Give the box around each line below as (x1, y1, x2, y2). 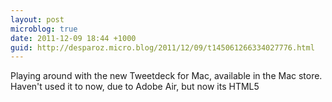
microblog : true (10, 24, 78, 34)
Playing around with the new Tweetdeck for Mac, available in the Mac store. (10, 70, 323, 82)
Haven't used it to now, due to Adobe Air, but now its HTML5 (10, 81, 260, 93)
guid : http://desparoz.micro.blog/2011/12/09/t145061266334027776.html (10, 42, 315, 53)
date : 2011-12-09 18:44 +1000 (10, 33, 137, 43)
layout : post (10, 14, 65, 25)
